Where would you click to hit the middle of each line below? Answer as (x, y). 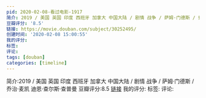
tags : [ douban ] (26, 57)
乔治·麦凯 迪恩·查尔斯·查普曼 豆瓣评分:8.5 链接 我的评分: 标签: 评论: (90, 88)
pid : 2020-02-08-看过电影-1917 (44, 12)
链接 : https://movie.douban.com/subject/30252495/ (71, 29)
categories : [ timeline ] (37, 63)
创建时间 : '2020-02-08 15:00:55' (47, 35)
